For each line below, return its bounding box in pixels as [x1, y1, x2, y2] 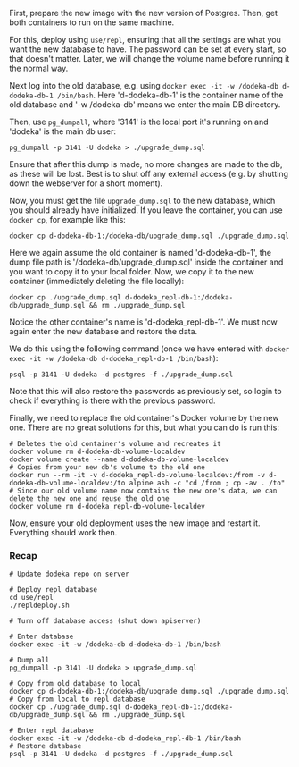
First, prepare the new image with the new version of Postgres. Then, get [9, 8, 278, 18]
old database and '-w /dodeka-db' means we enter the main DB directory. [9, 99, 281, 110]
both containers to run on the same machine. [9, 17, 175, 28]
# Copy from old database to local [9, 679, 142, 688]
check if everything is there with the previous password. [9, 395, 216, 406]
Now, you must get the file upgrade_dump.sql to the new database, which [9, 196, 276, 206]
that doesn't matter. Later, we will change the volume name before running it [9, 54, 290, 63]
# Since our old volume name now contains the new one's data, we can [9, 486, 278, 495]
